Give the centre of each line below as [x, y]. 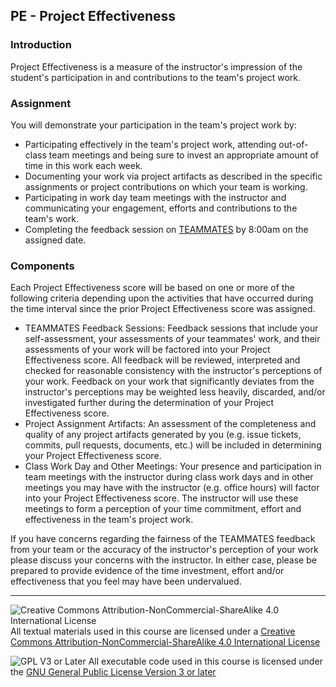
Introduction [41, 45]
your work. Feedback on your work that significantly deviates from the [169, 381]
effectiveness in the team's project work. [109, 520]
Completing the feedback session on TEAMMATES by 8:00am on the [166, 229]
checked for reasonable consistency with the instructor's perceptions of [173, 371]
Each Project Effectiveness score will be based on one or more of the [152, 288]
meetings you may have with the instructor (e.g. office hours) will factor [172, 488]
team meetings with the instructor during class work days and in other [169, 477]
